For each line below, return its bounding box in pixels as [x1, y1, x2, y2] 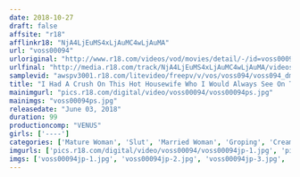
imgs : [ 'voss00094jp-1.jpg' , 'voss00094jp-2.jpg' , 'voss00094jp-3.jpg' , [9, 154, 286, 164]
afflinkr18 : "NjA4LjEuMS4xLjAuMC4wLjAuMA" [9, 38, 170, 47]
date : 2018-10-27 [9, 13, 74, 22]
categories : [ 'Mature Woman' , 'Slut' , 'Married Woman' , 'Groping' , [9, 138, 266, 147]
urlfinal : [9, 63, 46, 72]
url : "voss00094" [9, 46, 74, 55]
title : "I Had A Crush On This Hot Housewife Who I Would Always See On [9, 80, 286, 88]
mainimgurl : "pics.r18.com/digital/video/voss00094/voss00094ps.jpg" [9, 88, 274, 97]
